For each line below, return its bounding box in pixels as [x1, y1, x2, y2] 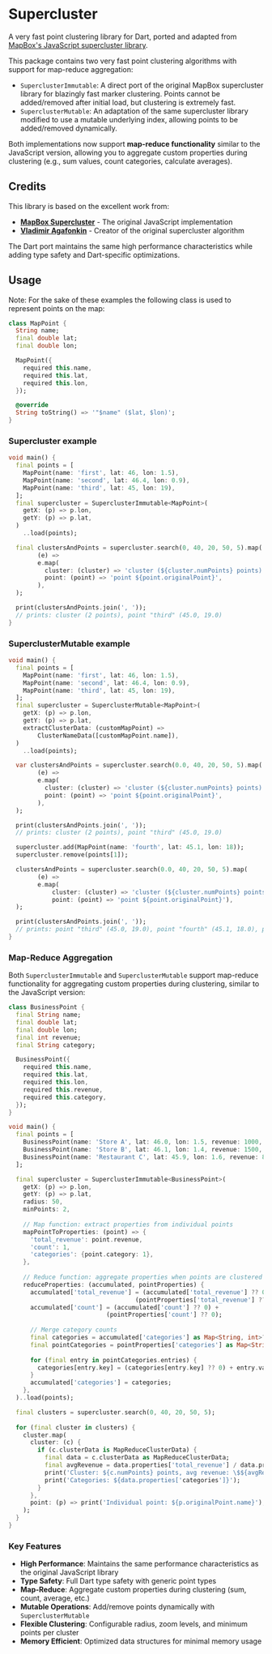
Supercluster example [8, 435, 97, 447]
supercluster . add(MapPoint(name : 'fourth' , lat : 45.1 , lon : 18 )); [15, 844, 244, 852]
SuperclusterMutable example [8, 638, 131, 649]
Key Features [8, 1541, 62, 1552]
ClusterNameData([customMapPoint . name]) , [37, 731, 180, 740]
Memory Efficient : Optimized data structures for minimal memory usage [19, 1636, 262, 1646]
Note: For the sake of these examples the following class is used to [8, 295, 232, 305]
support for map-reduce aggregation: [8, 64, 134, 74]
